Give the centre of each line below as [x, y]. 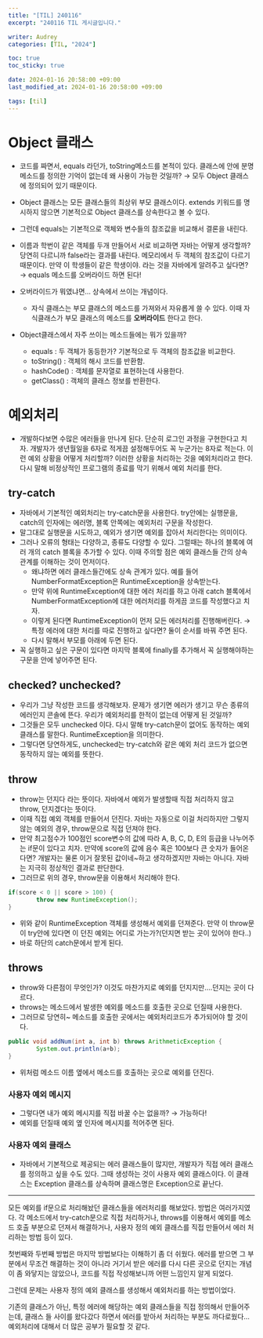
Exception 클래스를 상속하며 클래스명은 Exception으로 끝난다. [129, 1183]
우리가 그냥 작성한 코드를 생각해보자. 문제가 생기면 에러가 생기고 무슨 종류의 [134, 705]
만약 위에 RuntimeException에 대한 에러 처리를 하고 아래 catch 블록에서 [141, 591]
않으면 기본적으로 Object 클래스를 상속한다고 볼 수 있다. [125, 212]
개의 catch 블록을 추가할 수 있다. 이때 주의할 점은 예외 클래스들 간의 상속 [138, 552]
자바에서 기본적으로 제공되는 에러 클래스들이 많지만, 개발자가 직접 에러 [126, 1164]
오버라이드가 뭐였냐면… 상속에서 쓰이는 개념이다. [94, 291]
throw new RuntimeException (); [87, 899]
